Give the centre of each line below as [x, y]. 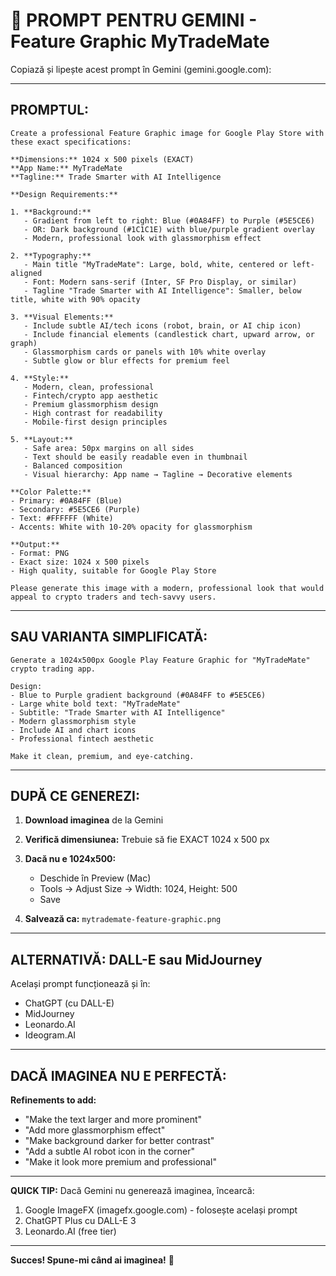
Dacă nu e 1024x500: [70, 859]
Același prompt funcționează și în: [80, 984]
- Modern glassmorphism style [73, 721]
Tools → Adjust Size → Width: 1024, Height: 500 [138, 889]
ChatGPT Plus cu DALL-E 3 [80, 1220]
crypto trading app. [53, 669]
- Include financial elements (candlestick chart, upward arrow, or [169, 334]
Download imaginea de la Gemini [94, 820]
